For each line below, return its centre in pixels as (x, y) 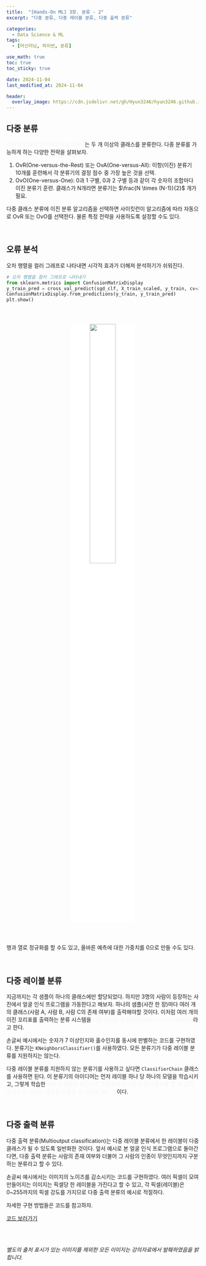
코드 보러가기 (22, 1218)
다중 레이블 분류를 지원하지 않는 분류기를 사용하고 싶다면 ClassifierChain (94, 1068)
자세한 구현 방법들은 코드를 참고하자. (50, 1205)
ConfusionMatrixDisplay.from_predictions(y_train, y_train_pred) (91, 294)
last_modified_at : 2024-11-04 (45, 85)
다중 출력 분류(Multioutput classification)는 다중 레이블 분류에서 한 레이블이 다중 (103, 1141)
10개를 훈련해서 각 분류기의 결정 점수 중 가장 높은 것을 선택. (85, 172)
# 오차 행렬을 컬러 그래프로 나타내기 (46, 277)
